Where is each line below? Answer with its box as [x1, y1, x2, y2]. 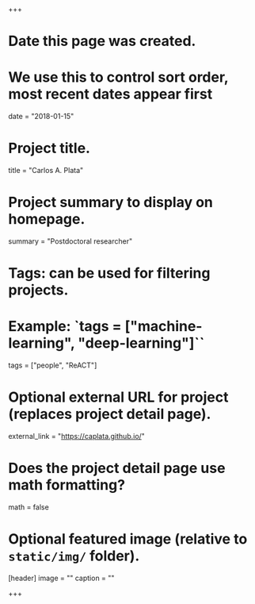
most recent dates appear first [8, 85, 213, 103]
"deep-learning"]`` [78, 334, 205, 352]
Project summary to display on [8, 194, 214, 211]
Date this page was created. [8, 33, 196, 50]
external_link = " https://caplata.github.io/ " [8, 432, 145, 441]
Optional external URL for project [8, 388, 229, 406]
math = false [8, 502, 49, 512]
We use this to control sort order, [8, 68, 229, 87]
